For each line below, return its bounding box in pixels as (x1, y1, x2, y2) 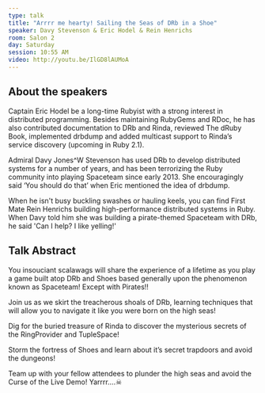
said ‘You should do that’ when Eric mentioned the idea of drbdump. (8, 180, 231, 190)
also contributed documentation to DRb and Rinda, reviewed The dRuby (8, 123, 242, 132)
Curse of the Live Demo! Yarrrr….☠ (8, 377, 123, 387)
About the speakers (8, 85, 108, 99)
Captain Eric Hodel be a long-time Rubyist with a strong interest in (8, 106, 224, 116)
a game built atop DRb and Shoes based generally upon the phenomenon (8, 273, 248, 283)
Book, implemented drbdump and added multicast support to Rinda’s (8, 132, 233, 141)
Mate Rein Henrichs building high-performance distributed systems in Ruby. (8, 204, 256, 214)
